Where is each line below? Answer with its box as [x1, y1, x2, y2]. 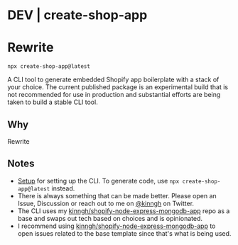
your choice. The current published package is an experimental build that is [7, 83, 229, 91]
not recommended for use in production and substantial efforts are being [7, 91, 221, 99]
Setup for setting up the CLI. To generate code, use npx [17, 176, 180, 185]
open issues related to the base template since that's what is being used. [17, 229, 232, 237]
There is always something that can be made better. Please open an [17, 191, 217, 200]
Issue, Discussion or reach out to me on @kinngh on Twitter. [17, 199, 194, 207]
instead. [51, 184, 75, 193]
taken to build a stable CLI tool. [7, 98, 98, 106]
